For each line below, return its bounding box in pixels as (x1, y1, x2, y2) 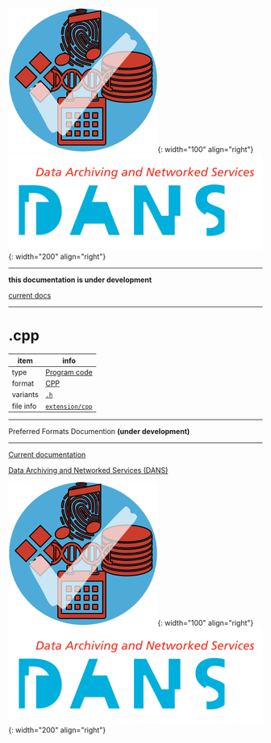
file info (11, 401, 37, 411)
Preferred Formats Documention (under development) (8, 427, 190, 437)
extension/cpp (45, 403, 93, 411)
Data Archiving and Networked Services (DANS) (8, 466, 169, 475)
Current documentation (8, 450, 86, 460)
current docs (8, 291, 52, 301)
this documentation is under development (8, 275, 152, 285)
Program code (45, 367, 93, 377)
